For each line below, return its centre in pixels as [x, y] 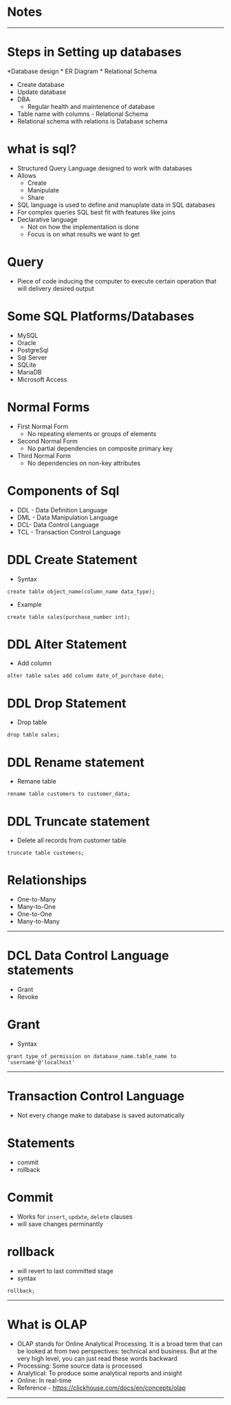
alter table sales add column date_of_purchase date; [86, 676]
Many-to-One [36, 907]
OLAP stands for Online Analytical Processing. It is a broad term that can [120, 1344]
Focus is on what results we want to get [84, 234]
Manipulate [43, 190]
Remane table [36, 781]
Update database [42, 92]
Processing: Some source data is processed [79, 1366]
